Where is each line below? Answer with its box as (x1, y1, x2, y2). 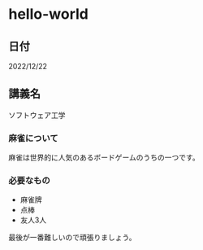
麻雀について (8, 132, 58, 143)
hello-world (8, 5, 89, 24)
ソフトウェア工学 (8, 110, 66, 120)
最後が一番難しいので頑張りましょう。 (8, 233, 136, 243)
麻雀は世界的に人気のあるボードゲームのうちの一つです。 (8, 152, 201, 163)
